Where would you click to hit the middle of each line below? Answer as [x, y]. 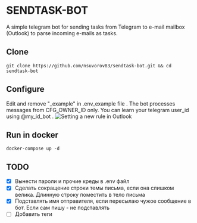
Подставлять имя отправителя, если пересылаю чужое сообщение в [103, 201]
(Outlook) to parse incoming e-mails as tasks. [62, 33]
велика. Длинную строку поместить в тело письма [80, 195]
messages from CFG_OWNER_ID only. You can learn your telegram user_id [98, 110]
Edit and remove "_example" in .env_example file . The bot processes [91, 103]
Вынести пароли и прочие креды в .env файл [72, 181]
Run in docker [32, 135]
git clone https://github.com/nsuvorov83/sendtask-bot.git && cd [89, 66]
